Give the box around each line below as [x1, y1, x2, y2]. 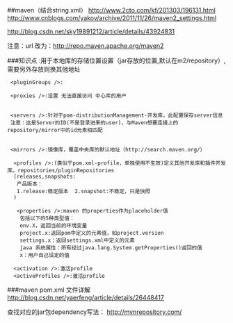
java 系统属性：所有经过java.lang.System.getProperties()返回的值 [19, 245, 203, 251]
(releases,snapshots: [13, 173, 77, 180]
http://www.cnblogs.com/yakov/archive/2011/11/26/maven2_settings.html [7, 14, 217, 22]
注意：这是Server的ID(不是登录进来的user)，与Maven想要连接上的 [10, 119, 179, 126]
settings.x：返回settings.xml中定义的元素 [19, 237, 136, 244]
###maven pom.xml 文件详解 [7, 285, 90, 294]
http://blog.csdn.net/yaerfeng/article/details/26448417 [7, 294, 165, 301]
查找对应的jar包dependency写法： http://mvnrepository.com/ [7, 308, 182, 316]
